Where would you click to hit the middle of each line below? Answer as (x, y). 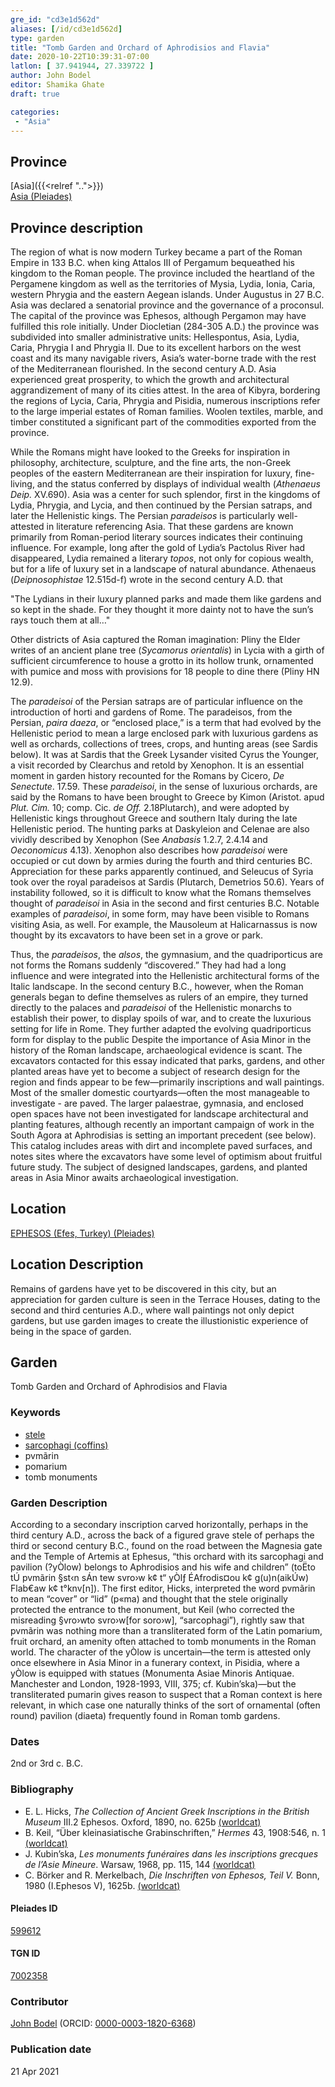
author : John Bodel (51, 76)
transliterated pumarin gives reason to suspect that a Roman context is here (166, 1695)
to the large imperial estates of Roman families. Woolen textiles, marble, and (167, 411)
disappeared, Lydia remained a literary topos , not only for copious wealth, (162, 558)
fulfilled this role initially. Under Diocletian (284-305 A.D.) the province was (165, 326)
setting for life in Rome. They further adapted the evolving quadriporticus (161, 1029)
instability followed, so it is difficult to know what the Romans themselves (161, 892)
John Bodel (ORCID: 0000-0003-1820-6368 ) (103, 2023)
